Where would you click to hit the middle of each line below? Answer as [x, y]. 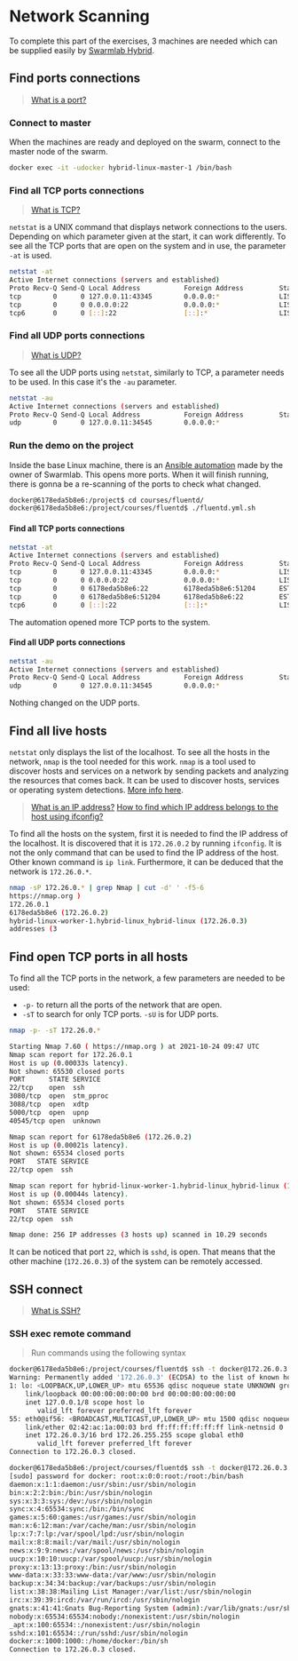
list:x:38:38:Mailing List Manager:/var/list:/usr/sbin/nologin [130, 1592]
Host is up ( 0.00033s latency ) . [69, 1063]
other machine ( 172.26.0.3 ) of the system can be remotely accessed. [136, 1261]
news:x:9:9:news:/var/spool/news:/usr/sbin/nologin [106, 1550]
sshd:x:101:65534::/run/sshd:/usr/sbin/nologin [99, 1633]
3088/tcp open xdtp [49, 1105]
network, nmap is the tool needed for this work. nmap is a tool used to [133, 762]
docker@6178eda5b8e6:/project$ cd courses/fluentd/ [106, 500]
